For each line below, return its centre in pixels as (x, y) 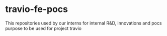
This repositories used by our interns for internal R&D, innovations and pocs (83, 23)
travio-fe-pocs (36, 9)
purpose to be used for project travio (44, 28)
